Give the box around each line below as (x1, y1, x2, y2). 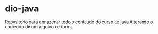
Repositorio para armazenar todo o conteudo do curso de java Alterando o (5, 19, 153, 25)
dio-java (5, 3, 39, 14)
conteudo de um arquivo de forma (5, 24, 73, 29)
